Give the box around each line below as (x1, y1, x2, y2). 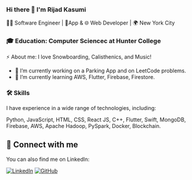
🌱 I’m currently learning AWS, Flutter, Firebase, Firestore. (14, 73, 156, 80)
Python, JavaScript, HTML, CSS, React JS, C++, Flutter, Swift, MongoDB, (6, 116, 187, 123)
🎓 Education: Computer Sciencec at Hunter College (6, 37, 161, 45)
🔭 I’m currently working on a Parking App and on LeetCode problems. (14, 67, 187, 74)
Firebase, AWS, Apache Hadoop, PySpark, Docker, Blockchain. (6, 122, 161, 129)
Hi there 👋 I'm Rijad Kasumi (6, 5, 87, 14)
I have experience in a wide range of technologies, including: (6, 104, 157, 111)
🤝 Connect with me (6, 140, 78, 150)
